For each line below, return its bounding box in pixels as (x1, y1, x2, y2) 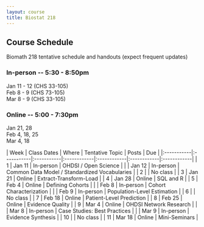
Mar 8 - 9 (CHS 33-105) (6, 95, 66, 102)
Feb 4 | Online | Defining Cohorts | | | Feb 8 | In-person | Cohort (6, 181, 166, 189)
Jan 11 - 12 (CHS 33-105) (6, 82, 69, 89)
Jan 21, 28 (6, 124, 32, 131)
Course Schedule (6, 37, 74, 47)
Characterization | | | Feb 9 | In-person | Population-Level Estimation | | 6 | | (6, 187, 196, 195)
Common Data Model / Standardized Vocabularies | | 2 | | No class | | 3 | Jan (6, 168, 199, 175)
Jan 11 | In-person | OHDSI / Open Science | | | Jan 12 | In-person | (13, 162, 180, 169)
